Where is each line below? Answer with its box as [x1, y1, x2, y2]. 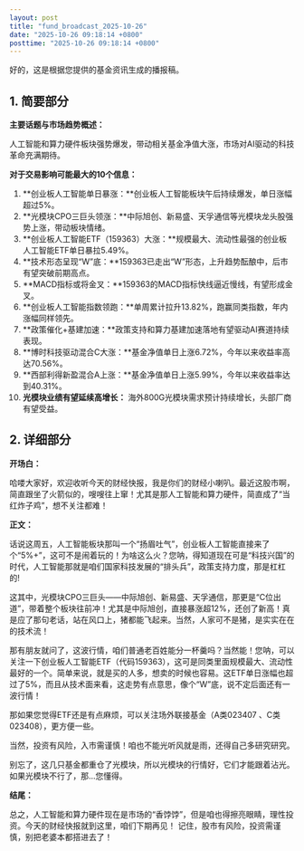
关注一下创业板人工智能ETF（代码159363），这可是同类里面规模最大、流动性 [9, 655, 294, 666]
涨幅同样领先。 [22, 313, 79, 324]
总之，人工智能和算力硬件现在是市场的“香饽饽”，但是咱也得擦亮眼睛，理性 [9, 808, 287, 819]
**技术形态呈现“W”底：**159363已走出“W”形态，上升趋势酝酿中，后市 [22, 256, 289, 267]
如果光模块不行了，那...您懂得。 [9, 770, 128, 781]
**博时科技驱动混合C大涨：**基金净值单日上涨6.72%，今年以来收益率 [22, 347, 283, 358]
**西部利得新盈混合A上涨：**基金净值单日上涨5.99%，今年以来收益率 [22, 369, 283, 380]
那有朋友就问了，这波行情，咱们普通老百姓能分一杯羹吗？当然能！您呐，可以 [9, 645, 295, 655]
